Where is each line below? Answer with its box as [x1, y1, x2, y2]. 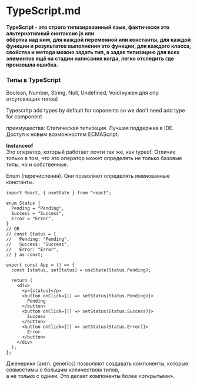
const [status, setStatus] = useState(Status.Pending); [11, 267, 151, 273]
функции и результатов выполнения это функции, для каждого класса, [6, 42, 191, 49]
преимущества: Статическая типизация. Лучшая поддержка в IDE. [6, 125, 174, 132]
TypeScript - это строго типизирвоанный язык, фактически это [6, 24, 170, 31]
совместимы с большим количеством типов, [6, 366, 119, 373]
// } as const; [6, 252, 44, 258]
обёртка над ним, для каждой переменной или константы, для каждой [6, 36, 191, 43]
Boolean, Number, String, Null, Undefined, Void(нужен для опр [6, 89, 159, 97]
